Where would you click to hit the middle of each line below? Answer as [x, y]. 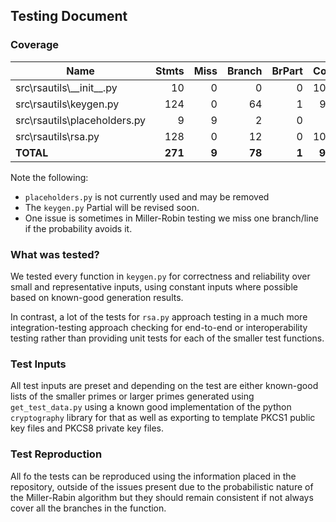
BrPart [287, 71]
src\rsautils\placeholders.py [81, 120]
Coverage [35, 45]
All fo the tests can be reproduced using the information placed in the [153, 476]
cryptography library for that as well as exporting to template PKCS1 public [163, 418]
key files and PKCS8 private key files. [87, 428]
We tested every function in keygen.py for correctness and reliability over [160, 276]
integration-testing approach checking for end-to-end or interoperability [159, 327]
